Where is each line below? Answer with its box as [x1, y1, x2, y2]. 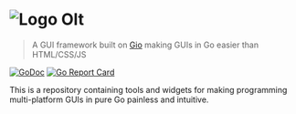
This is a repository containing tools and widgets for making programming [9, 84, 288, 95]
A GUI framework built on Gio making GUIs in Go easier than [31, 39, 259, 50]
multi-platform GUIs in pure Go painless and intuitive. [9, 94, 209, 105]
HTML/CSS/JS [31, 48, 87, 59]
